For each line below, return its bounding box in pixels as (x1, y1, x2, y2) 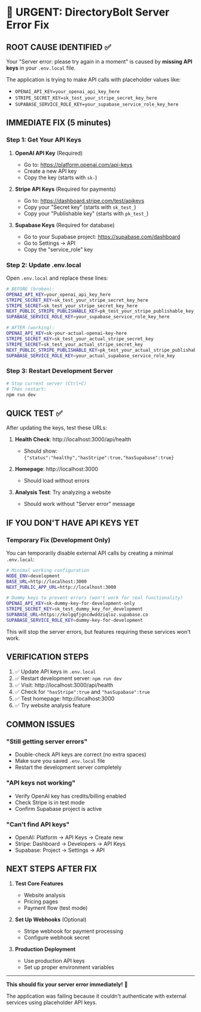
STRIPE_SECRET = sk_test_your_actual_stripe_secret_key (6, 342, 144, 348)
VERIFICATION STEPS (6, 652, 89, 662)
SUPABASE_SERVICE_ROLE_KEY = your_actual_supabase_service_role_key (6, 352, 175, 359)
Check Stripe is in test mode (14, 798, 85, 806)
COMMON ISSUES (6, 719, 75, 729)
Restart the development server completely (14, 764, 122, 771)
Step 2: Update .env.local (6, 261, 81, 269)
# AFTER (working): (6, 325, 55, 331)
